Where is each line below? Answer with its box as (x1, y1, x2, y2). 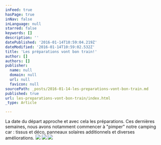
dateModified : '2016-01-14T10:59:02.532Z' (5, 44, 95, 49)
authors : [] (5, 58, 30, 63)
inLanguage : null (5, 21, 41, 26)
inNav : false (5, 16, 32, 21)
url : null (9, 77, 30, 82)
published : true (5, 91, 39, 96)
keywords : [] (5, 30, 32, 35)
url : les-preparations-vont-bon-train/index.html (5, 95, 111, 100)
